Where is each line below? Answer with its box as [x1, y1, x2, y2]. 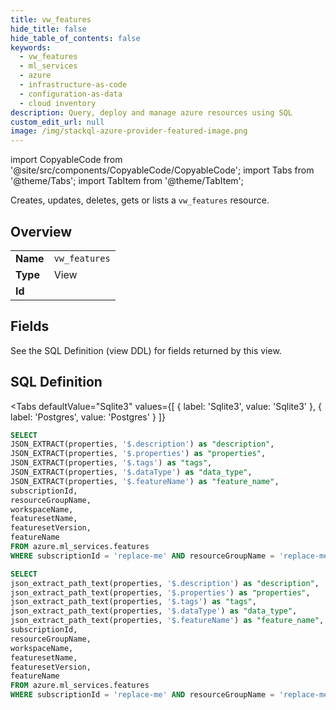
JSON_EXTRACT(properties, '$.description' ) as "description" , [10, 439, 275, 450]
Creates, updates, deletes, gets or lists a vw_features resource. [10, 194, 270, 206]
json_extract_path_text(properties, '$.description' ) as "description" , [10, 578, 320, 588]
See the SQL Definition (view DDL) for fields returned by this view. [10, 344, 282, 356]
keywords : [10, 42, 52, 53]
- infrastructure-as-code [19, 80, 128, 90]
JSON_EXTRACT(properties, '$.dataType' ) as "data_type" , [10, 467, 253, 478]
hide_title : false [10, 24, 87, 34]
